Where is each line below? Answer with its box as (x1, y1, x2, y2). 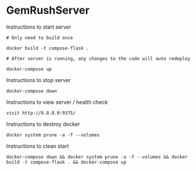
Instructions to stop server (6, 76, 71, 83)
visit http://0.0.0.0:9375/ (6, 110, 76, 116)
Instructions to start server (6, 23, 71, 30)
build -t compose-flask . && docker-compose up (6, 159, 127, 165)
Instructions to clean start (6, 142, 70, 150)
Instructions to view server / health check (6, 98, 108, 105)
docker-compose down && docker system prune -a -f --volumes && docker (6, 154, 188, 160)
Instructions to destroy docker (6, 120, 80, 128)
